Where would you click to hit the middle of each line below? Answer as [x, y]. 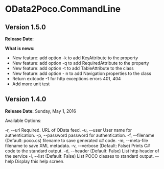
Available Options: [23, 121]
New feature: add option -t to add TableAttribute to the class [73, 68]
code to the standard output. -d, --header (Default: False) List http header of [82, 151]
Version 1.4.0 [26, 99]
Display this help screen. [40, 161]
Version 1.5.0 [25, 27]
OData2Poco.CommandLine [63, 9]
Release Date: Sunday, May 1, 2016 [41, 111]
